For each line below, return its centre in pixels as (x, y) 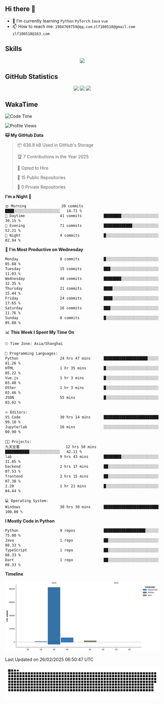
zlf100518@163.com (31, 34)
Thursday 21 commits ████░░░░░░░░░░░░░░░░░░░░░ (82, 289)
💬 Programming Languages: (31, 353)
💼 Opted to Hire (33, 168)
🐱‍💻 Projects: (18, 442)
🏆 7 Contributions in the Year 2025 (53, 157)
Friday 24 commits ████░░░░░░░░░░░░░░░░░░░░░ (82, 299)
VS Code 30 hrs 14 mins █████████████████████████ (82, 417)
